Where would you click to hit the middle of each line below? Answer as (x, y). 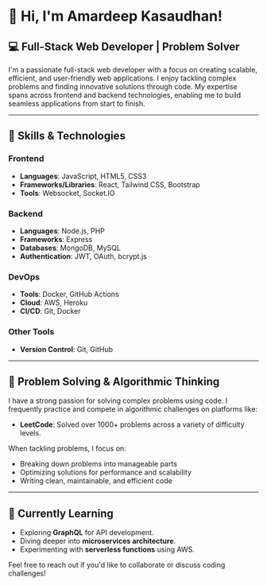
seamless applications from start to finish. (77, 104)
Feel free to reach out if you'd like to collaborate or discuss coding (117, 565)
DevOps (24, 276)
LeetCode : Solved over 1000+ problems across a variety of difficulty (132, 424)
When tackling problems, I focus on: (68, 448)
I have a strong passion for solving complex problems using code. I (118, 400)
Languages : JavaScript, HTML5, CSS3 (83, 176)
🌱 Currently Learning (61, 513)
